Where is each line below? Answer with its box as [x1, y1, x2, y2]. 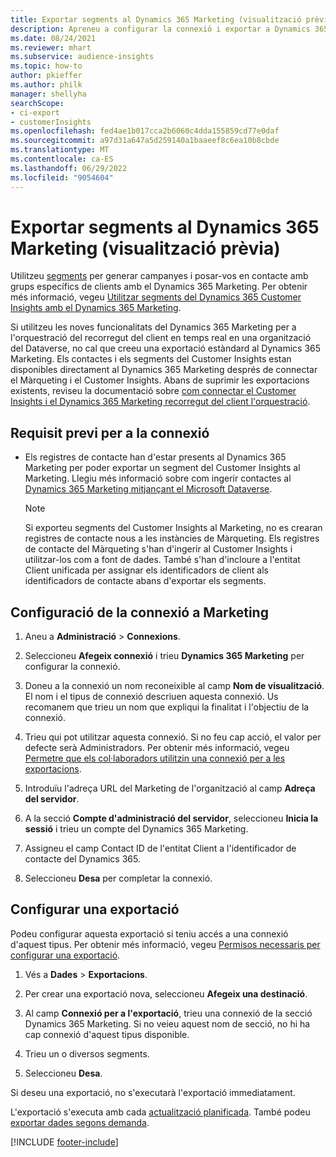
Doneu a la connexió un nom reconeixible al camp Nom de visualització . [24, 680, 325, 692]
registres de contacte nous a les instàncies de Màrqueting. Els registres [24, 532, 320, 545]
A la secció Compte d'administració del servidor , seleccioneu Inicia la [24, 812, 319, 825]
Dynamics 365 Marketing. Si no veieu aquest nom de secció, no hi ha [24, 1017, 311, 1030]
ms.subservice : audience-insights [10, 52, 155, 62]
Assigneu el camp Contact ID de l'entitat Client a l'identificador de [24, 842, 297, 855]
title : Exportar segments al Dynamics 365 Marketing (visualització [10, 14, 302, 25]
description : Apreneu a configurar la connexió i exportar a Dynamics [10, 24, 311, 34]
